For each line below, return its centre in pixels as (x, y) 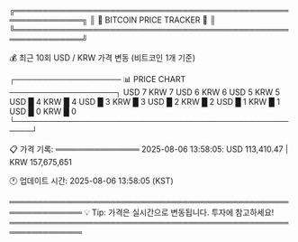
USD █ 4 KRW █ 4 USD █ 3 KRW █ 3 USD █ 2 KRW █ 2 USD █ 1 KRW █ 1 (145, 102)
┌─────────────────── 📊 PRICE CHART (98, 79)
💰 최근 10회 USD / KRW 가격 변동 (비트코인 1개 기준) (103, 58)
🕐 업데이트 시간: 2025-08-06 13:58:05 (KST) (91, 181)
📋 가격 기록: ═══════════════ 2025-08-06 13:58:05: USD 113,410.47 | (149, 149)
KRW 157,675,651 (41, 162)
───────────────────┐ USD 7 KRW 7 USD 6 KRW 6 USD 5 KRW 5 (145, 92)
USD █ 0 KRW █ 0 (43, 111)
